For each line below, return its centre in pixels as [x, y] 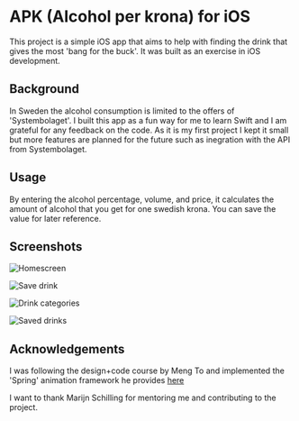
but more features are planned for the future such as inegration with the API [150, 139]
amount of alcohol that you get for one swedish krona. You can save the [143, 208]
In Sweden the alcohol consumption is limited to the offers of [122, 111]
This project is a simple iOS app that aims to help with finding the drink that [149, 41]
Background [44, 89]
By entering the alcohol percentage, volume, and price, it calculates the [142, 199]
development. [35, 60]
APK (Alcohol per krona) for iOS [130, 17]
